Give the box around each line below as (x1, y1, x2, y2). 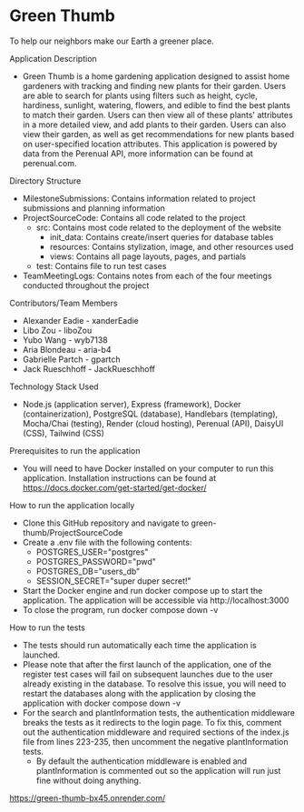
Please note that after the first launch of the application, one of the (22, 658, 272, 669)
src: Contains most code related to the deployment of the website (35, 222, 282, 233)
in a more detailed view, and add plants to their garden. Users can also (22, 119, 287, 130)
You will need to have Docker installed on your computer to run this (22, 463, 274, 474)
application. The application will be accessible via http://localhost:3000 (22, 595, 289, 606)
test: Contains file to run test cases (35, 260, 167, 271)
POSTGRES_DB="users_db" (35, 566, 141, 576)
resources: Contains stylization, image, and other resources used (49, 241, 294, 252)
